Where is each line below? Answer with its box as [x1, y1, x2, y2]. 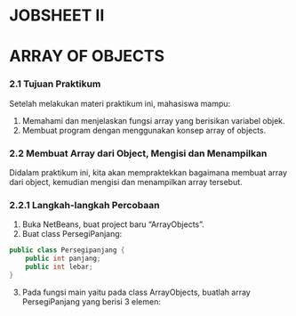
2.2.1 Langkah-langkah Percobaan [9, 199, 160, 211]
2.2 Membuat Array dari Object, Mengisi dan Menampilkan [9, 147, 268, 159]
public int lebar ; [25, 263, 93, 271]
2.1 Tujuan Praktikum [9, 77, 101, 90]
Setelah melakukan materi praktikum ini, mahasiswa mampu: [9, 98, 231, 109]
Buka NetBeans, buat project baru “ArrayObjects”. [21, 219, 204, 230]
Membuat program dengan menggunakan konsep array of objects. [21, 125, 267, 135]
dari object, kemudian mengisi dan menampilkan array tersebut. [9, 176, 243, 187]
